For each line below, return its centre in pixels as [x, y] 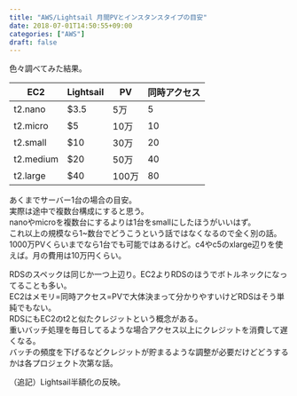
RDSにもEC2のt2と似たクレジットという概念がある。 [106, 319]
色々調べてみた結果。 [48, 68]
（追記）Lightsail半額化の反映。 [67, 382]
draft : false [33, 42]
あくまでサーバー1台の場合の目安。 [73, 200]
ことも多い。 [48, 286]
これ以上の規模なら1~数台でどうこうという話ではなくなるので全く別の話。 [145, 234]
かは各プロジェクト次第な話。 [63, 363]
